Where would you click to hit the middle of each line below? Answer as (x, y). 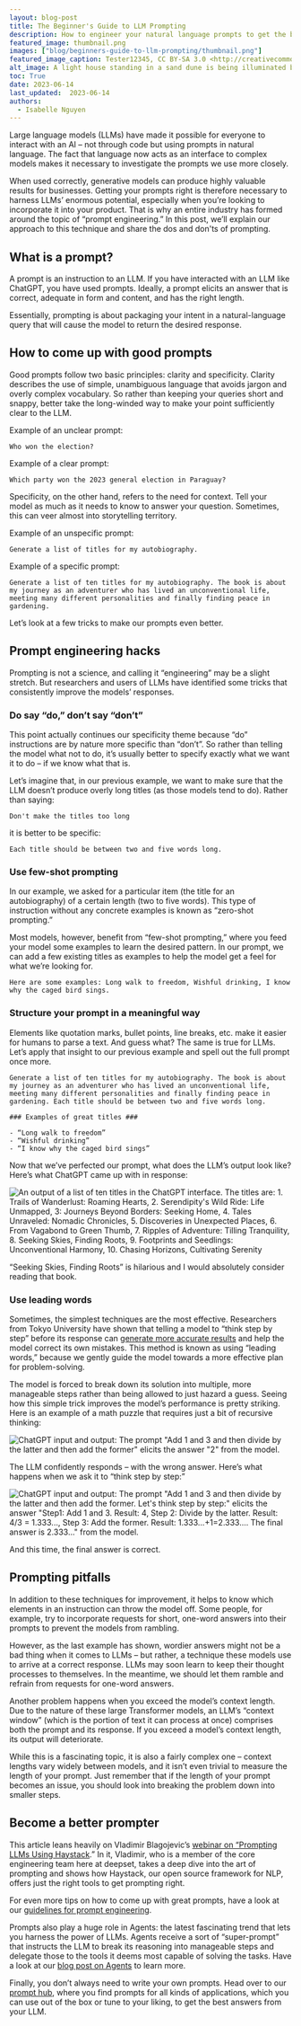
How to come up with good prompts (111, 353)
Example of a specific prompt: (65, 566)
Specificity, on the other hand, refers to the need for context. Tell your (138, 496)
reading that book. (43, 1276)
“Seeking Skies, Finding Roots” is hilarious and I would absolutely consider (147, 1267)
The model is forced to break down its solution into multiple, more (130, 1384)
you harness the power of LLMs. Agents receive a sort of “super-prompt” (144, 1936)
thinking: (26, 1422)
